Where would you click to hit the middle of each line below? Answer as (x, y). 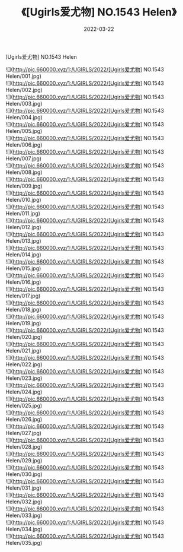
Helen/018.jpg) (23, 309)
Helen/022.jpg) (24, 364)
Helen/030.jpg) (24, 474)
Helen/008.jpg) (24, 172)
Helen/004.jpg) (24, 117)
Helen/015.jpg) (23, 268)
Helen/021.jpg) (24, 350)
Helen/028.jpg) (24, 446)
